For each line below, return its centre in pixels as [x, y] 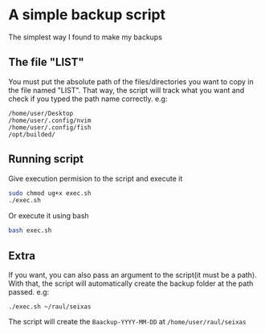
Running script [46, 159]
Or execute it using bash [49, 216]
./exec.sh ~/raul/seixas [50, 307]
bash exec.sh [30, 230]
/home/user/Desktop [41, 113]
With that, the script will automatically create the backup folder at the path [131, 283]
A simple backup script [87, 15]
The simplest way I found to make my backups [86, 37]
